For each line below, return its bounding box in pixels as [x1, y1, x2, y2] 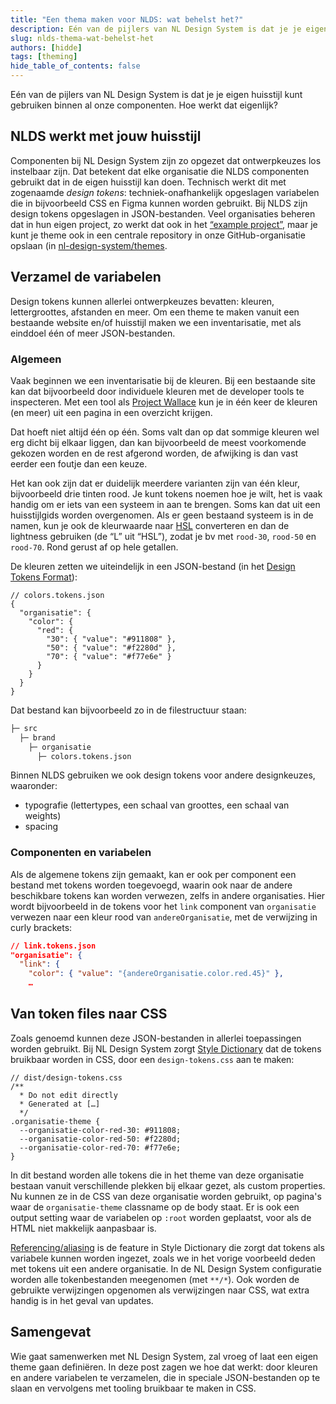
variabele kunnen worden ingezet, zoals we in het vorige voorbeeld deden [10, 1252, 316, 1264]
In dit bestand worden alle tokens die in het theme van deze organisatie [10, 1169, 305, 1181]
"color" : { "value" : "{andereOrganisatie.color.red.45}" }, [28, 969, 284, 979]
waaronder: [10, 780, 58, 792]
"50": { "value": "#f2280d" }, [46, 642, 177, 653]
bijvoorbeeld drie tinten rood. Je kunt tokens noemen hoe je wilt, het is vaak [10, 487, 323, 500]
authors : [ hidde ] [10, 42, 83, 53]
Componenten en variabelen [10, 846, 152, 860]
